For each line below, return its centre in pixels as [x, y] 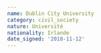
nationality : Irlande [38, 33]
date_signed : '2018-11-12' [46, 39]
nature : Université [35, 26]
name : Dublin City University [51, 13]
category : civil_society [43, 20]
